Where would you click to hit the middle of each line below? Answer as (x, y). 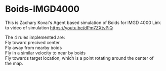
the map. (14, 63)
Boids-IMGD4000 (42, 9)
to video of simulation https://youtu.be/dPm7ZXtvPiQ (59, 27)
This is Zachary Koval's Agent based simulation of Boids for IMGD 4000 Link (83, 23)
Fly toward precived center (33, 42)
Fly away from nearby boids (34, 47)
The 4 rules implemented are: (35, 37)
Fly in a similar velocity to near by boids (45, 53)
